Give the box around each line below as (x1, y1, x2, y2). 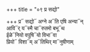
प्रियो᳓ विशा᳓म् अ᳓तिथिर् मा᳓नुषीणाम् (6, 38, 74, 45)
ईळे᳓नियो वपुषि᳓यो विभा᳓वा (6, 31, 57, 39)
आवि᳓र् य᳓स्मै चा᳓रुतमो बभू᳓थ (6, 25, 65, 31)
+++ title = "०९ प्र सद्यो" (6, 6, 60, 13)
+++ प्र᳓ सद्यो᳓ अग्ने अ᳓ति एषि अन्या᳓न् (6, 18, 84, 25)
